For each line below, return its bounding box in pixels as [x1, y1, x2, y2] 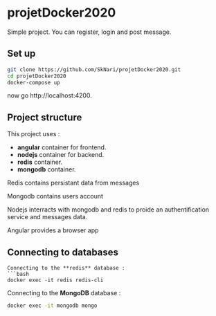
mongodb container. [17, 165, 76, 174]
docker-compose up [7, 79, 60, 86]
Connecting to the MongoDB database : [7, 289, 121, 297]
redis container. [17, 158, 63, 167]
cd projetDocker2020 [7, 73, 67, 80]
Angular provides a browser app [7, 226, 99, 234]
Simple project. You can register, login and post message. [7, 28, 172, 36]
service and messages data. [7, 213, 88, 221]
